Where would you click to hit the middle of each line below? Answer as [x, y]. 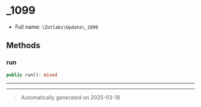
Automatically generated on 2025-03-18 [71, 97]
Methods [23, 45]
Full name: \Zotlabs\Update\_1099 [57, 27]
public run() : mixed [32, 75]
